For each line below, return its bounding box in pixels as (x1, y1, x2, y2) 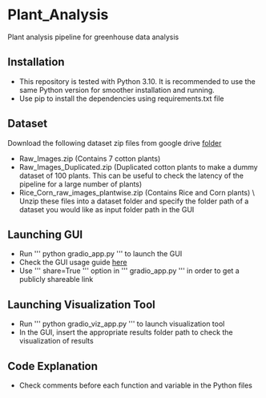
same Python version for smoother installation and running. (18, 85, 216, 94)
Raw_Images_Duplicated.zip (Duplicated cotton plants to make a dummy (18, 162, 258, 171)
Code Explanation (7, 359, 98, 373)
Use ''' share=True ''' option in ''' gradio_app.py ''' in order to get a (18, 266, 240, 275)
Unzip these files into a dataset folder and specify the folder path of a (18, 196, 249, 206)
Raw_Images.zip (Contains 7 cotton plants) (18, 154, 161, 163)
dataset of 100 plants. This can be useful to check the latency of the (18, 171, 244, 180)
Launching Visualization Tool (7, 298, 155, 312)
